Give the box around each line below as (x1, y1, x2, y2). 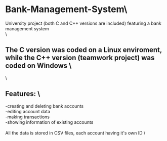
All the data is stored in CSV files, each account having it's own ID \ (5, 130, 146, 136)
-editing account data (5, 108, 51, 114)
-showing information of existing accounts (5, 119, 94, 125)
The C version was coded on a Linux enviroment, (5, 45, 162, 54)
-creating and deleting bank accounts (5, 103, 84, 109)
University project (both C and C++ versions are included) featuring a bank (5, 20, 162, 26)
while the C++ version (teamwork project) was (5, 54, 155, 62)
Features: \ (5, 89, 40, 98)
